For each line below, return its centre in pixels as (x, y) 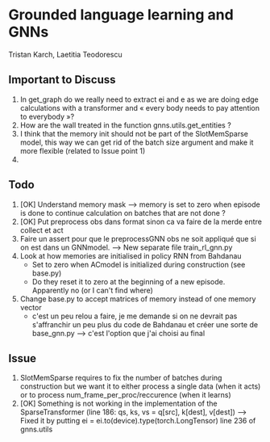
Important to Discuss (62, 80)
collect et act (42, 230)
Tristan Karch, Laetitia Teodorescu (65, 54)
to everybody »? (47, 116)
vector (31, 307)
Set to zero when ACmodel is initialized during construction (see (139, 264)
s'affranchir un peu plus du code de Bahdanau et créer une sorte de (145, 324)
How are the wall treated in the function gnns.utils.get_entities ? (125, 125)
